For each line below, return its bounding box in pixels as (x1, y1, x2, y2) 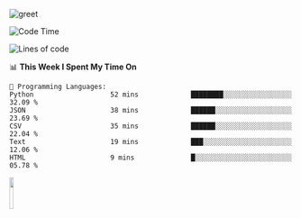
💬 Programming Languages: (9, 82, 106, 91)
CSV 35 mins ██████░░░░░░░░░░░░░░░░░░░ (9, 122, 293, 131)
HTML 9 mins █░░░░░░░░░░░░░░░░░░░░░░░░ (9, 153, 293, 162)
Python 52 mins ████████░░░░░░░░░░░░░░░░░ (9, 90, 293, 99)
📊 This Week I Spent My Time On (9, 61, 137, 72)
